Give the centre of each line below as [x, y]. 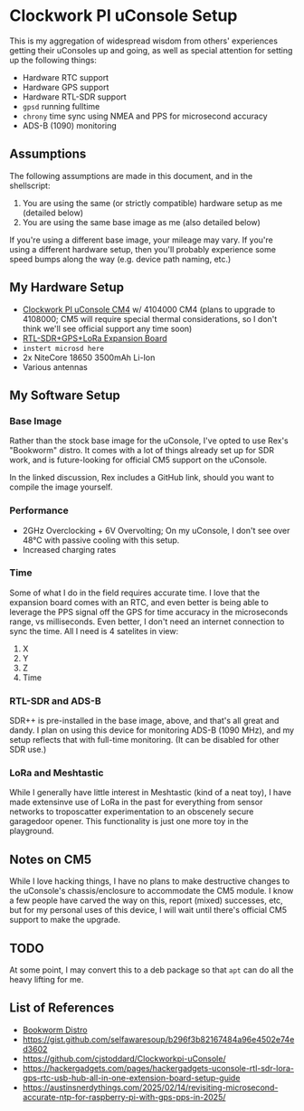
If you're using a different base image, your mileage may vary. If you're [141, 240]
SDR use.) [28, 750]
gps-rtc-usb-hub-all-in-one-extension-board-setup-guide [131, 1078]
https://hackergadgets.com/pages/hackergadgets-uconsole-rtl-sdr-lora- [158, 1068]
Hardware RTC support [66, 77]
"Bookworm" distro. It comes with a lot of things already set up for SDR [142, 451]
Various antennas [55, 366]
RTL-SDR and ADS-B [55, 700]
